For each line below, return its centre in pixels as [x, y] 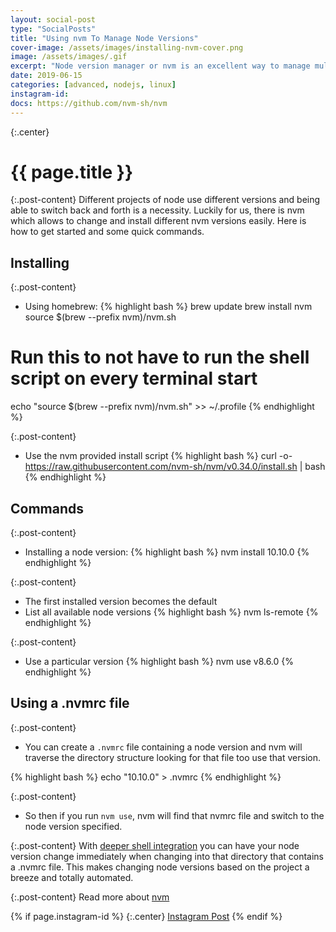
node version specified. [73, 826]
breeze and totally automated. [72, 877]
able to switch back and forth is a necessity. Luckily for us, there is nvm [157, 210]
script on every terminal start [134, 378]
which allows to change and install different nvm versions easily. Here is [158, 221]
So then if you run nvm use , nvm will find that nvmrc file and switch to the [174, 815]
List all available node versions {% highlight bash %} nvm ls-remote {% [171, 612]
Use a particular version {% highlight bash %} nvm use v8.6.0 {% [159, 661]
